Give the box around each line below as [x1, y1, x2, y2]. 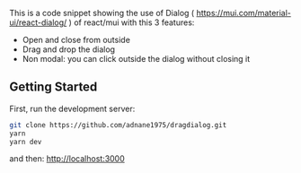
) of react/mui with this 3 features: [68, 17, 195, 28]
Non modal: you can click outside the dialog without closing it [22, 54, 251, 64]
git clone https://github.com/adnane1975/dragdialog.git [9, 120, 227, 129]
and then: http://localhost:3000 [9, 153, 126, 164]
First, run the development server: [9, 103, 136, 114]
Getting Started [9, 80, 98, 95]
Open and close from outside [22, 35, 130, 45]
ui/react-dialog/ [9, 17, 67, 28]
